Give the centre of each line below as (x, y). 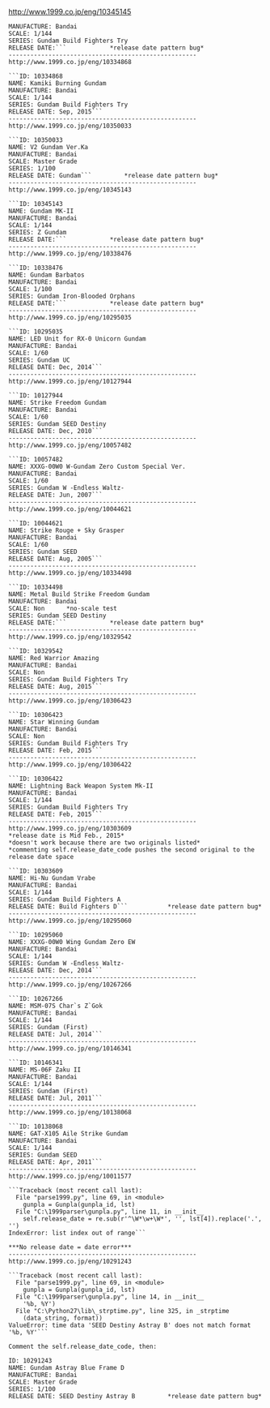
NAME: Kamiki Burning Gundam (57, 84)
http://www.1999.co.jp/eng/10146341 (70, 1049)
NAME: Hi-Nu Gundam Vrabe (52, 878)
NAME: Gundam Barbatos (46, 275)
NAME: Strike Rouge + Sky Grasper (67, 530)
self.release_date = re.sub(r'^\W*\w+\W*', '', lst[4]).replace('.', (143, 1219)
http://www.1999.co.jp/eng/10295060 (70, 921)
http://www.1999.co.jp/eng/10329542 (70, 637)
